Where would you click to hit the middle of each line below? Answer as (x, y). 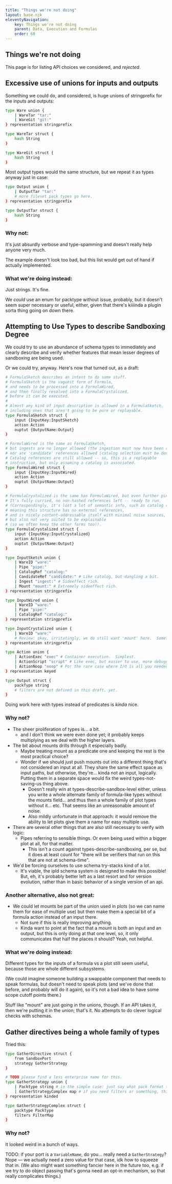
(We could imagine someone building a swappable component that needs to (86, 979)
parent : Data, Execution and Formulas (56, 29)
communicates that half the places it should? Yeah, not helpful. (87, 939)
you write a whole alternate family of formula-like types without (95, 794)
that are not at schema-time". (59, 860)
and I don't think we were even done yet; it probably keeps (82, 735)
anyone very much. (26, 250)
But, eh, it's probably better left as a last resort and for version (86, 876)
